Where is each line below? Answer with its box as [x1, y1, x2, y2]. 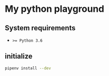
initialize [5, 52, 33, 61]
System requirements [5, 24, 76, 32]
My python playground [5, 3, 104, 15]
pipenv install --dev [5, 65, 51, 71]
